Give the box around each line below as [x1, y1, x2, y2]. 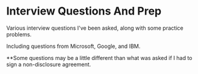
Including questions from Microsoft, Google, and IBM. [6, 42, 141, 50]
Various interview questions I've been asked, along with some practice [6, 24, 184, 32]
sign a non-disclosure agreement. [6, 61, 91, 68]
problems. [6, 30, 32, 38]
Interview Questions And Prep [6, 4, 162, 18]
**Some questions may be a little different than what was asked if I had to [6, 54, 193, 61]
